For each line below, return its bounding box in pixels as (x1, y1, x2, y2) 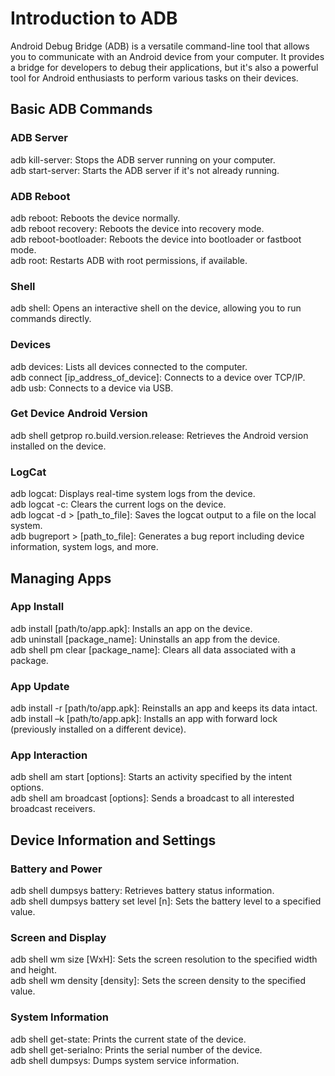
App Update (10, 679, 70, 693)
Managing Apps (10, 570, 112, 587)
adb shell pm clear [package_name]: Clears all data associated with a (10, 643, 297, 656)
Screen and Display (10, 931, 107, 944)
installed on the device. (10, 440, 107, 452)
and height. (10, 964, 57, 976)
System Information (10, 1010, 109, 1024)
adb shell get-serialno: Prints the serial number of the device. (10, 1043, 263, 1056)
